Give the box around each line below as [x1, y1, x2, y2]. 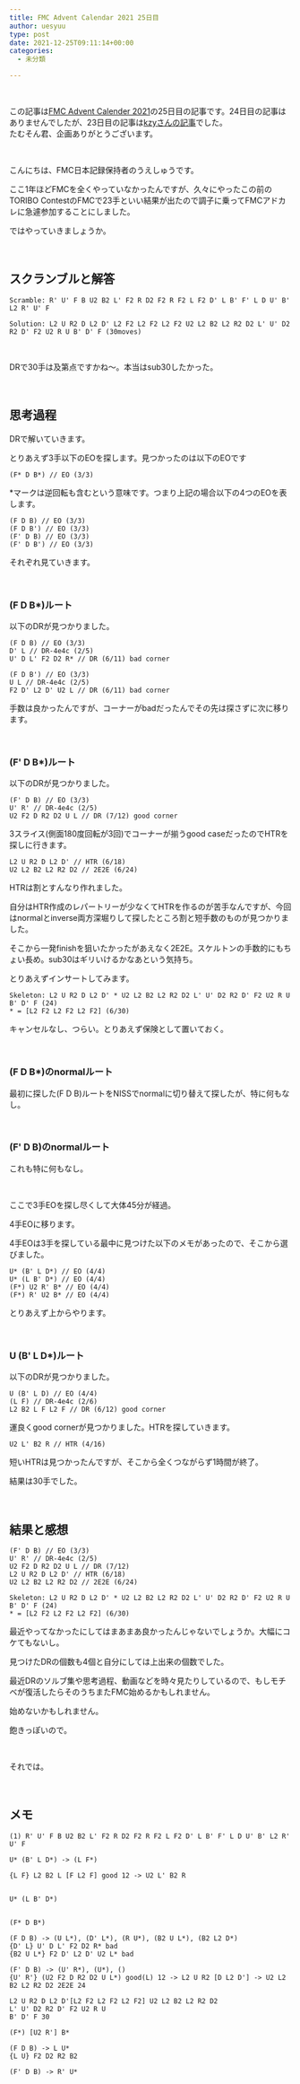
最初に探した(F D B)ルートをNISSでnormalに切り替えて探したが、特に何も [9, 1088, 282, 1099]
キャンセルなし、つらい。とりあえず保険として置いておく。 [9, 1024, 228, 1035]
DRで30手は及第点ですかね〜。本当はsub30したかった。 [9, 361, 219, 372]
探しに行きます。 [9, 840, 72, 851]
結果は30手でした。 [9, 1475, 82, 1486]
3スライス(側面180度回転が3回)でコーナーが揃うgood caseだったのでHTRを [9, 828, 289, 839]
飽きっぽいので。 [9, 1724, 72, 1735]
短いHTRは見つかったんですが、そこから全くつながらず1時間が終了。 [9, 1457, 263, 1467]
